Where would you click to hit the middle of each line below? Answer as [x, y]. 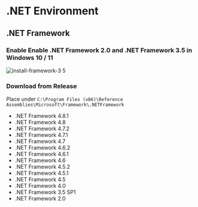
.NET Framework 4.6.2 [42, 148]
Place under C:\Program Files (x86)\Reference [65, 99]
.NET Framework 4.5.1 [42, 173]
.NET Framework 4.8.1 [42, 116]
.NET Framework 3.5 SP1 [45, 192]
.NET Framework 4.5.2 [42, 167]
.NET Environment [52, 11]
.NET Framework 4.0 [40, 186]
